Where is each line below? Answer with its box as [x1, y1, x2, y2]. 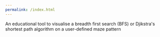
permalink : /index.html [5, 7, 56, 12]
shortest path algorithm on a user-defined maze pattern [5, 26, 121, 32]
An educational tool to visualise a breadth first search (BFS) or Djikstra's [5, 21, 155, 27]
